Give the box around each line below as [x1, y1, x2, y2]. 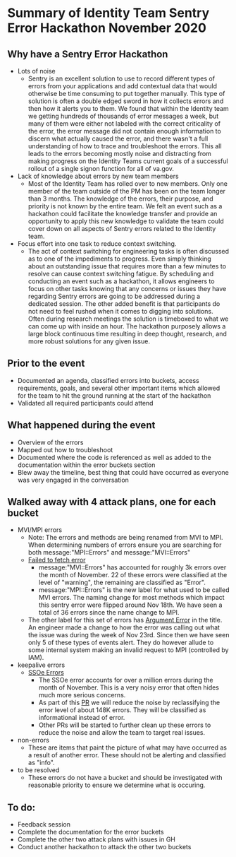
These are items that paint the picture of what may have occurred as [27, 743, 228, 752]
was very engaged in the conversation [17, 475, 129, 484]
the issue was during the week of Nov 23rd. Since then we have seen [27, 631, 230, 639]
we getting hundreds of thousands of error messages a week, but [27, 112, 219, 120]
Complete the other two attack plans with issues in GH [17, 835, 176, 844]
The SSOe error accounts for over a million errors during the [38, 676, 213, 685]
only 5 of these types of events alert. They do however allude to [27, 638, 214, 647]
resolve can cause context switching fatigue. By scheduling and [27, 270, 213, 278]
